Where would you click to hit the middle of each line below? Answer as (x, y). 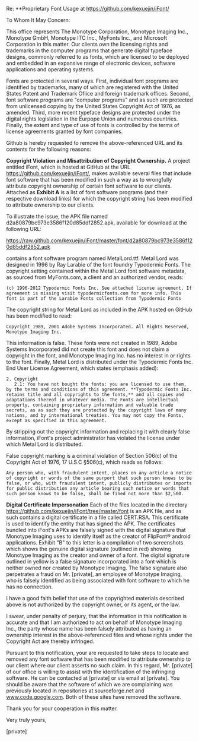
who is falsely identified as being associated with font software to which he (98, 580)
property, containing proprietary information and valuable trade (90, 405)
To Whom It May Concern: (38, 20)
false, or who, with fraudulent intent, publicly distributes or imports (99, 483)
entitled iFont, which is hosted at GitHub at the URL (68, 167)
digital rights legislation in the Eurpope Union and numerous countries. (92, 119)
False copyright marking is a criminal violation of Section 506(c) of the (92, 456)
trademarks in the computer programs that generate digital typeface (89, 50)
